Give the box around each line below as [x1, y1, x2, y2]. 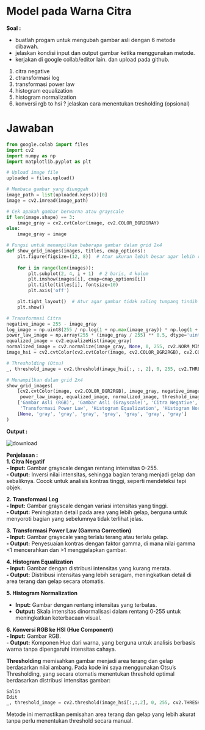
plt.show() [17, 304, 45, 310]
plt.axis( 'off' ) [28, 288, 70, 294]
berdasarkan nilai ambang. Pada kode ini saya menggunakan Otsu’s [6, 664, 176, 671]
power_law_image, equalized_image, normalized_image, [20, 394, 160, 400]
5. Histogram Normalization [6, 589, 78, 596]
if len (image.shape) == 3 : [6, 214, 75, 220]
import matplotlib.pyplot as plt [6, 159, 92, 165]
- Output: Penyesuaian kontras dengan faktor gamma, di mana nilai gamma [6, 540, 195, 547]
